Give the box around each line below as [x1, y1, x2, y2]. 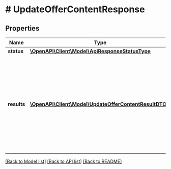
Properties [5, 24, 40, 33]
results [8, 101, 25, 108]
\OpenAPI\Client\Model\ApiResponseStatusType [30, 47, 151, 55]
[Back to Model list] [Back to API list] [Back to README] [5, 158, 122, 164]
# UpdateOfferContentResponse [5, 4, 145, 15]
